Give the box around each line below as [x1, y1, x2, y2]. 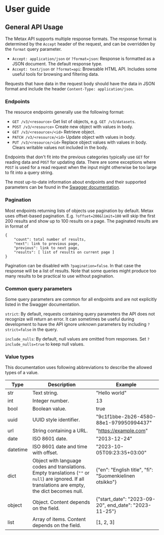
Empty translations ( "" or [32, 470, 90, 476]
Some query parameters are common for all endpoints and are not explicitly [5, 296, 157, 302]
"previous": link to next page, [14, 245, 80, 250]
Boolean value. [32, 406, 67, 412]
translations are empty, [32, 482, 85, 489]
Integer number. [32, 397, 69, 404]
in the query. [32, 326, 58, 332]
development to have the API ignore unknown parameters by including [5, 321, 147, 327]
